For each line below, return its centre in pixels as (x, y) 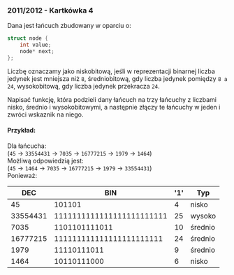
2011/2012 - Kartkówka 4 (50, 10)
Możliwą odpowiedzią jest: (45, 161)
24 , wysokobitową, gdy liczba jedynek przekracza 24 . (84, 86)
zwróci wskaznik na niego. (45, 114)
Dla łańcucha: (27, 146)
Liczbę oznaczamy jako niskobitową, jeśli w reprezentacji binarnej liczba (111, 71)
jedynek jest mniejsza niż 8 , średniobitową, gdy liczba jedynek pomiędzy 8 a (117, 78)
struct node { (28, 38)
